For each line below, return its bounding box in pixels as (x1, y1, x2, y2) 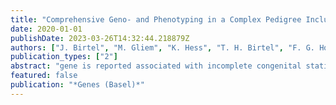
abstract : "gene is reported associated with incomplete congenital (10, 61, 302, 71)
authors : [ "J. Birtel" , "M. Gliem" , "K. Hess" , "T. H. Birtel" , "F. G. (10, 42, 315, 53)
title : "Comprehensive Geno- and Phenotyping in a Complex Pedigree (10, 14, 302, 25)
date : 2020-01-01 (10, 24, 83, 34)
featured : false (10, 71, 78, 81)
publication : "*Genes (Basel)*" (10, 80, 145, 90)
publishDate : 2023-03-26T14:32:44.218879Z (10, 33, 190, 43)
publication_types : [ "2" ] (10, 52, 118, 62)
